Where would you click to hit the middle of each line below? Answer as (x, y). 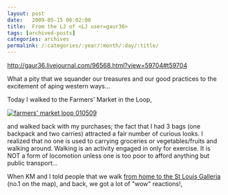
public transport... (32, 163)
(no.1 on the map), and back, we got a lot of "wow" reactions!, (95, 184)
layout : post (26, 13)
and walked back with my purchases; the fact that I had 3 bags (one (104, 126)
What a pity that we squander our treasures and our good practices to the (112, 79)
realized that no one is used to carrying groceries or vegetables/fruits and (112, 141)
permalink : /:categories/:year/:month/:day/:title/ (83, 46)
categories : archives (38, 39)
